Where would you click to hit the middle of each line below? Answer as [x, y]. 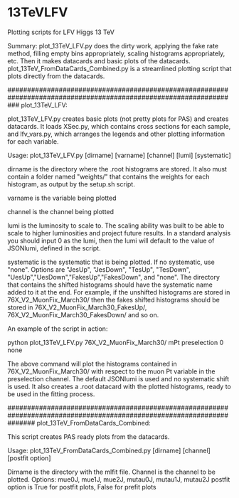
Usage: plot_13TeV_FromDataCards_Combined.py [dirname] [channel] [109, 450]
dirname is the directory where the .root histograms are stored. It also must [117, 169]
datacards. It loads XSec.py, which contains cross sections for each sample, [119, 126]
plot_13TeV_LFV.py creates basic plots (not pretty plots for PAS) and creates [118, 119]
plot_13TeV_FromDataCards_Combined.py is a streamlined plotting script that [119, 68]
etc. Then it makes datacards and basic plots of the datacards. [99, 60]
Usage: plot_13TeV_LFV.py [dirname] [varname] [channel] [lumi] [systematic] [119, 155]
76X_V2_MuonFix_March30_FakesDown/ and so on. [83, 314]
